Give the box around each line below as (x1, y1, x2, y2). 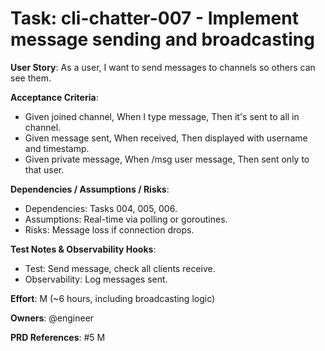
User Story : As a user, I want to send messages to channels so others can (10, 61, 316, 73)
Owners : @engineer (10, 312, 95, 324)
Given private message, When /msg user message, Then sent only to (24, 153, 310, 165)
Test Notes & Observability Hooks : (10, 243, 157, 255)
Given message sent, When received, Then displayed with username (24, 132, 308, 144)
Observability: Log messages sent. (24, 273, 168, 285)
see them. (10, 72, 52, 84)
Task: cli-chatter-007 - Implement (10, 7, 299, 30)
